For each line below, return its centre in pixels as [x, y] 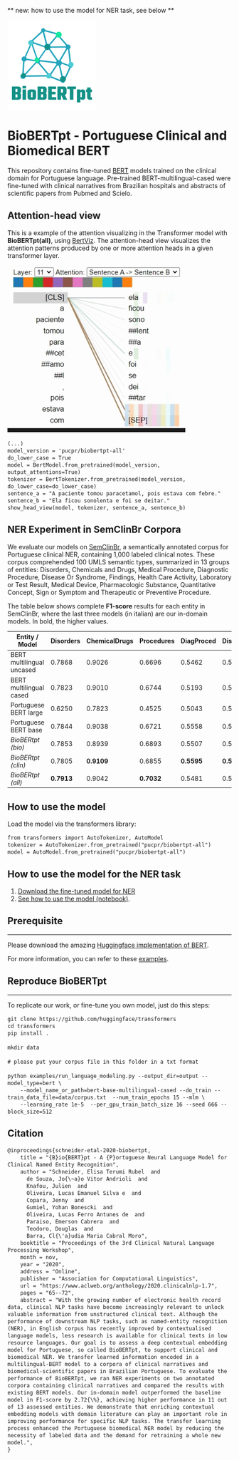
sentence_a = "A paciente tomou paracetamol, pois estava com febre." [114, 493]
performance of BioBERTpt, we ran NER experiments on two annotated [111, 1379]
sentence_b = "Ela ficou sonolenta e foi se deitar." [89, 501]
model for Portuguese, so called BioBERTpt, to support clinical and [113, 1350]
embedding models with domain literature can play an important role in [117, 1414]
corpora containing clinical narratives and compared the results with [116, 1386]
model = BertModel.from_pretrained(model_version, [84, 465]
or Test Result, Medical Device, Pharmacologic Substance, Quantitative [112, 584]
